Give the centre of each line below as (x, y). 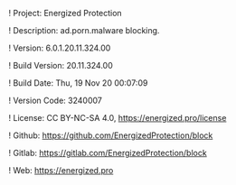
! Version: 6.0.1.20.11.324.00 (60, 48)
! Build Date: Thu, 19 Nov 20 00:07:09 (78, 83)
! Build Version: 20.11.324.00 (61, 65)
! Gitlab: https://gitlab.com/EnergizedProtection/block (108, 153)
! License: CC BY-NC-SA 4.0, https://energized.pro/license (118, 118)
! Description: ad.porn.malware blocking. (84, 30)
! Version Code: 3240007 (56, 100)
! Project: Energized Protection (66, 13)
